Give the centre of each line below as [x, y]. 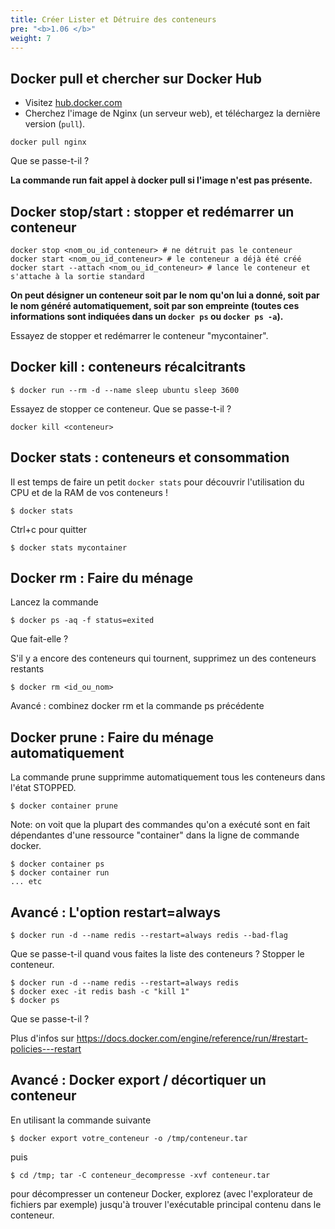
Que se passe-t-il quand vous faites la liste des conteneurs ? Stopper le [157, 954]
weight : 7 [31, 38]
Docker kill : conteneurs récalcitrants [128, 367]
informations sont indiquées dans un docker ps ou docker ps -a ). [147, 316]
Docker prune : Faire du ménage [112, 737]
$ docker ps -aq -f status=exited [82, 621]
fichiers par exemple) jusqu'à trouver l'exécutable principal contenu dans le [166, 1204]
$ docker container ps [57, 864]
